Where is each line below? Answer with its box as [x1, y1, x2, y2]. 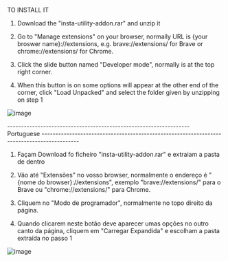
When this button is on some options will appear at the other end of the [16, 81, 219, 89]
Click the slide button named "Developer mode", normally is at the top [16, 61, 215, 68]
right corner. [16, 68, 53, 76]
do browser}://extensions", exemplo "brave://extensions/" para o [37, 178, 221, 186]
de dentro [16, 157, 45, 166]
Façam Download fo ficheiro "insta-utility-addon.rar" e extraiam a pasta [16, 151, 220, 158]
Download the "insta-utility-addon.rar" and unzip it [16, 19, 161, 27]
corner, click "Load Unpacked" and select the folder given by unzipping [16, 89, 220, 96]
